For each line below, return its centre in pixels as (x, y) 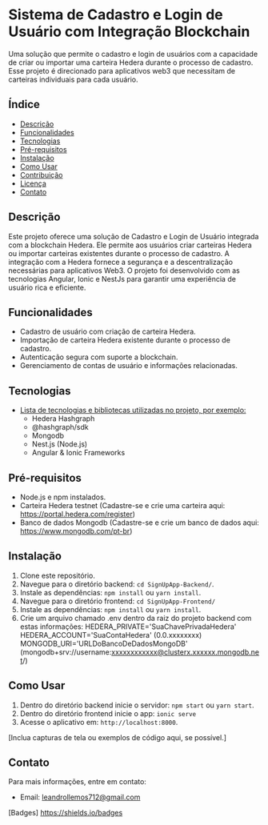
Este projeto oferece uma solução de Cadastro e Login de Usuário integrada (134, 236)
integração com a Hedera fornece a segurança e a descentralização (121, 262)
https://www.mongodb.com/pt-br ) (76, 531)
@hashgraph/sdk (60, 427)
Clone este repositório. (58, 575)
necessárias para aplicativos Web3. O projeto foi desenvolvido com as (124, 270)
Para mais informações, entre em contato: (77, 782)
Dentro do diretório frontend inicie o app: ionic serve (108, 713)
